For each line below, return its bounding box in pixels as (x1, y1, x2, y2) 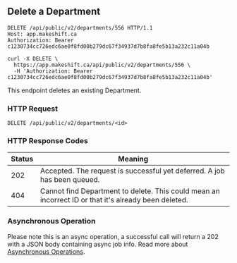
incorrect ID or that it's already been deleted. (39, 195, 188, 205)
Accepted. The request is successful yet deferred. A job (39, 166, 226, 176)
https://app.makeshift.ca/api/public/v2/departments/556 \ (13, 61, 191, 68)
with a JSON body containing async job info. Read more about (7, 240, 188, 248)
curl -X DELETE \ (7, 55, 59, 62)
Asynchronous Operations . (7, 247, 85, 256)
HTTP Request (7, 104, 59, 114)
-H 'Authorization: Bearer (13, 67, 93, 75)
